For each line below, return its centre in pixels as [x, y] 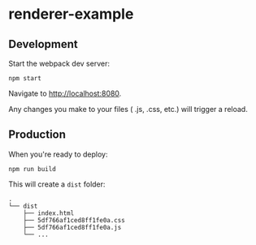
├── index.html [49, 213]
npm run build [33, 169]
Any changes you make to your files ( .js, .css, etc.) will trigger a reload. [128, 109]
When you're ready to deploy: [58, 154]
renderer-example [71, 14]
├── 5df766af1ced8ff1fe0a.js [72, 227]
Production [37, 135]
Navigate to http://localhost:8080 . [65, 93]
